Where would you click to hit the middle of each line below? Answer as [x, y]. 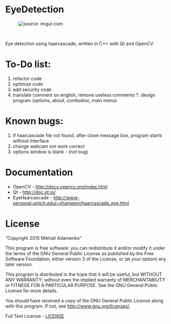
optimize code [28, 84]
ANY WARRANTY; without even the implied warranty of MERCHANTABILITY [85, 280]
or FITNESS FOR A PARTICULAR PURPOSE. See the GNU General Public [82, 285]
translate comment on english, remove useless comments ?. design [84, 95]
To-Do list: [28, 64]
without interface [31, 141]
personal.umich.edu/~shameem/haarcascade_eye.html [71, 203]
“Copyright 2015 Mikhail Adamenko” [44, 238]
